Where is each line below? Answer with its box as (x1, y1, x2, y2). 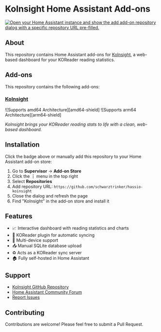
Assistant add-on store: (5, 159, 52, 165)
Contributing (5, 308, 45, 316)
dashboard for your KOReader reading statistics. (18, 57, 115, 63)
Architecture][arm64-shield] (5, 112, 62, 117)
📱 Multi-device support (12, 237, 58, 243)
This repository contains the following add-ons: (5, 83, 100, 89)
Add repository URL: (12, 183, 53, 189)
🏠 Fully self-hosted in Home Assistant (12, 255, 90, 261)
